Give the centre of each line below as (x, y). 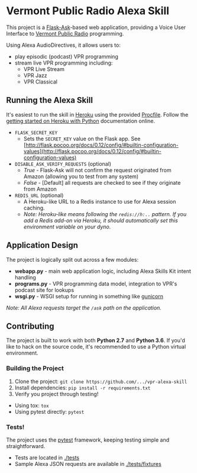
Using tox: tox (32, 405)
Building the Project (35, 368)
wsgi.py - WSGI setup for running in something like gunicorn (89, 296)
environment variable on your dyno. (67, 227)
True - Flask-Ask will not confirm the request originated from (97, 170)
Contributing (30, 326)
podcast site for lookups (44, 290)
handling (25, 277)
